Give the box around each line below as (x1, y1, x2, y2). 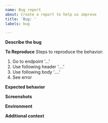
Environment (5, 103, 32, 110)
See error (12, 74, 32, 80)
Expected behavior (5, 84, 45, 90)
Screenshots (5, 94, 32, 100)
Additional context (5, 113, 45, 119)
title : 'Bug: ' (5, 16, 37, 21)
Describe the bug (5, 39, 42, 45)
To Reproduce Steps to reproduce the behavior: (5, 49, 104, 55)
